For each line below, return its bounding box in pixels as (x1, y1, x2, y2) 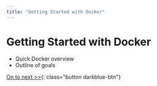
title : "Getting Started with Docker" (6, 8, 105, 15)
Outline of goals (15, 61, 56, 68)
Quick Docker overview (15, 55, 75, 62)
